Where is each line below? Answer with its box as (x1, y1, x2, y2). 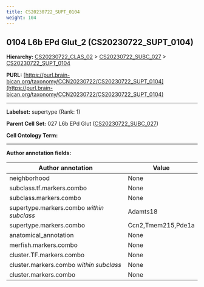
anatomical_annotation (9, 231, 74, 240)
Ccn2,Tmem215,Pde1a (127, 221, 195, 230)
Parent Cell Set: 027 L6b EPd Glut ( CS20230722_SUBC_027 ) (6, 120, 159, 128)
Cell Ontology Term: (6, 132, 58, 139)
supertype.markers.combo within (9, 204, 104, 212)
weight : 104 (6, 15, 36, 21)
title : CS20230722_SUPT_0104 (6, 9, 80, 15)
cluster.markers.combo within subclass (9, 261, 121, 269)
